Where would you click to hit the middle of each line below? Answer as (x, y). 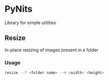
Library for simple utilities (30, 23)
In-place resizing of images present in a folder (52, 50)
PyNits (18, 9)
